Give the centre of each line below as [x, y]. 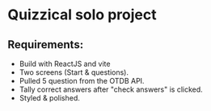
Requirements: [46, 45]
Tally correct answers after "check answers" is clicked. [111, 89]
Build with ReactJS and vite [65, 64]
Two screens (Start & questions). [74, 72]
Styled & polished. [49, 98]
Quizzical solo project [82, 15]
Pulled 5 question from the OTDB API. [82, 81]
